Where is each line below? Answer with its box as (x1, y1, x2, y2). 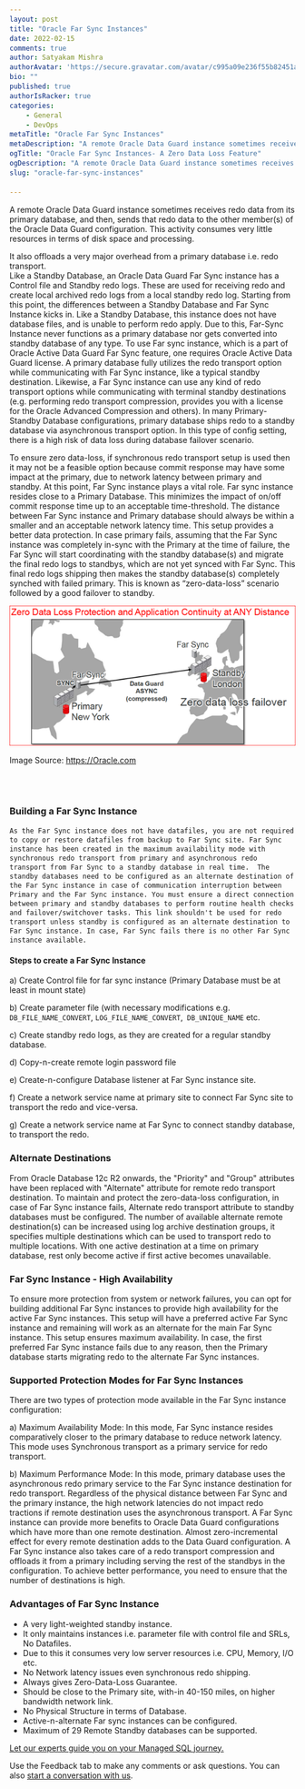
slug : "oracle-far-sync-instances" (9, 168, 144, 177)
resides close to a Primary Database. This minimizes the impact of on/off (9, 490, 281, 501)
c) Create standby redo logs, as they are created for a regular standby (9, 1029, 271, 1041)
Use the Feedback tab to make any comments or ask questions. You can (9, 1760, 280, 1771)
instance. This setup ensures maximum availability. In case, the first (9, 1331, 262, 1342)
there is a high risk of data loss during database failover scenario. (9, 434, 254, 445)
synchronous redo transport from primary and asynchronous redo (9, 854, 258, 864)
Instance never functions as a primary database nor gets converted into (9, 328, 278, 339)
